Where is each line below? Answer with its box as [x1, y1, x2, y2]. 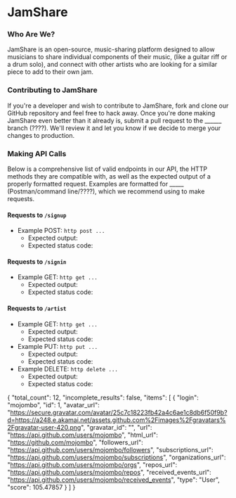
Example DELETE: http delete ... [17, 364, 118, 373]
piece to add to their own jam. [7, 68, 93, 76]
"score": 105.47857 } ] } [7, 483, 76, 491]
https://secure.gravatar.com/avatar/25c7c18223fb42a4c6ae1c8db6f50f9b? [10, 408, 228, 416]
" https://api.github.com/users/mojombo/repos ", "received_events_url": [7, 468, 212, 476]
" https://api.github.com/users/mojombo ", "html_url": [7, 430, 158, 439]
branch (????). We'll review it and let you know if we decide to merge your [7, 124, 221, 132]
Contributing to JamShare [7, 85, 98, 95]
